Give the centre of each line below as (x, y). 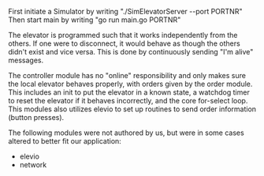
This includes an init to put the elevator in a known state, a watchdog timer (129, 92)
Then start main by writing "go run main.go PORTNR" (95, 20)
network (33, 165)
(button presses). (36, 117)
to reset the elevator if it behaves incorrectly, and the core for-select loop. (128, 101)
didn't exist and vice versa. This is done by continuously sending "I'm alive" (131, 52)
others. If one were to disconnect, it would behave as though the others (124, 43)
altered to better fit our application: (65, 141)
